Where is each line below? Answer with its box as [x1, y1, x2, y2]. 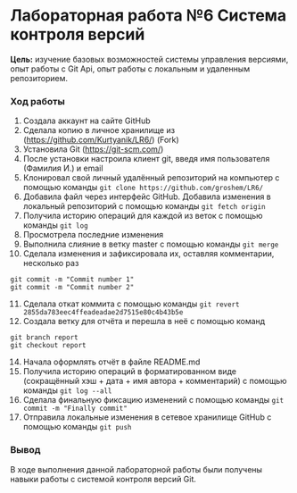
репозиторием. [10, 72, 69, 83]
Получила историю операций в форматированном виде [22, 366, 237, 377]
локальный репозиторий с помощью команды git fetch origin [22, 201, 266, 212]
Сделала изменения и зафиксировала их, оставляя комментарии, [22, 248, 275, 259]
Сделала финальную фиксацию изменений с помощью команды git [22, 395, 285, 405]
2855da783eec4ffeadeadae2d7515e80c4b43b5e [22, 308, 184, 317]
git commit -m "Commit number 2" [10, 283, 135, 292]
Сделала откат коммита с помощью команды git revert [22, 298, 240, 309]
